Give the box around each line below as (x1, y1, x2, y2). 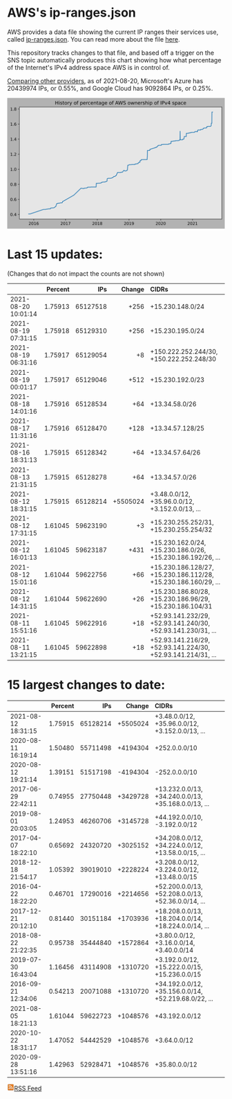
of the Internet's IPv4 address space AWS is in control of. (7, 63, 171, 71)
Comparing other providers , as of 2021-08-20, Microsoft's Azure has (7, 76, 204, 85)
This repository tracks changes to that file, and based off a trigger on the (7, 49, 215, 57)
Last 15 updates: (7, 247, 104, 263)
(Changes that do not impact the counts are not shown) (7, 270, 165, 278)
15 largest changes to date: (7, 677, 166, 693)
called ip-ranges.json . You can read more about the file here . (7, 35, 180, 43)
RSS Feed (14, 1084, 42, 1092)
